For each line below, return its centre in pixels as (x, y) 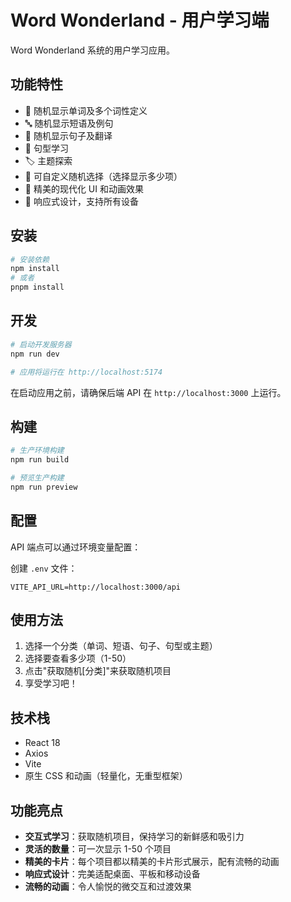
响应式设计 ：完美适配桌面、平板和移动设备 (112, 874)
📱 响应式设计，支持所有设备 (81, 201)
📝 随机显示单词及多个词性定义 (86, 110)
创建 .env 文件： (44, 568)
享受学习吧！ (51, 683)
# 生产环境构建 (37, 451)
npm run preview (44, 487)
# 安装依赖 (30, 259)
